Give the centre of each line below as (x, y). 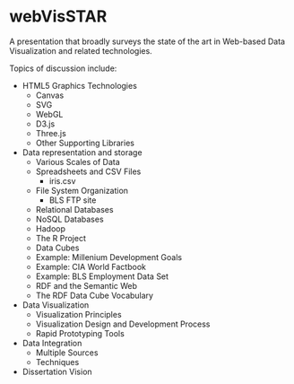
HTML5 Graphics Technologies (79, 85)
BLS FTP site (73, 200)
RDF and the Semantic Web (86, 285)
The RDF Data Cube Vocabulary (95, 295)
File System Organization (82, 190)
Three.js (51, 133)
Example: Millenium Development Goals (108, 257)
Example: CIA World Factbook (91, 266)
